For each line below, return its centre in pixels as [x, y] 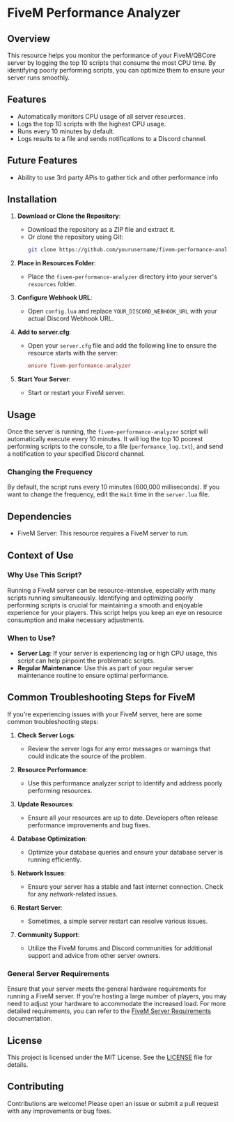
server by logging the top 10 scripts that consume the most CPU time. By [111, 63]
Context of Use [41, 555]
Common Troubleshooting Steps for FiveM [101, 697]
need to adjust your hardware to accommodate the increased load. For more [117, 1004]
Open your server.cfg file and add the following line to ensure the [122, 346]
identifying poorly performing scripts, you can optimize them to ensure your [116, 70]
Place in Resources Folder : [56, 263]
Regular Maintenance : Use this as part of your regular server [105, 668]
